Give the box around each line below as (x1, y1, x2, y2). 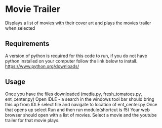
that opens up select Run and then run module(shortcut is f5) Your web (5, 107, 150, 113)
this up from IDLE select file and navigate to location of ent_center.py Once (5, 101, 158, 107)
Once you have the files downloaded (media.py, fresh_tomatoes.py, (5, 91, 142, 97)
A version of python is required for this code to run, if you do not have (5, 53, 147, 59)
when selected (5, 25, 36, 31)
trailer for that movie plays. (5, 117, 60, 123)
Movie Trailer (5, 3, 61, 15)
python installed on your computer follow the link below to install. (5, 58, 138, 64)
